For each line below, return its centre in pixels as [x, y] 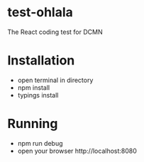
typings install [38, 95]
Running [33, 124]
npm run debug [40, 143]
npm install [34, 87]
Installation [41, 60]
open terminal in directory [55, 80]
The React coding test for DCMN [55, 32]
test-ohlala [40, 12]
